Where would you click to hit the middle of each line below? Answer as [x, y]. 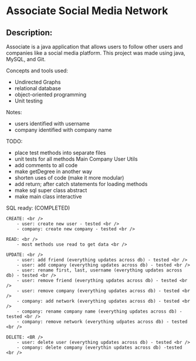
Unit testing [28, 101]
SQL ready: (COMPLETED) [38, 208]
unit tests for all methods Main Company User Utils [76, 159]
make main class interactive [48, 196]
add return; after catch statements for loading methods [81, 184]
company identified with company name [63, 130]
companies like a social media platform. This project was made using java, [96, 53]
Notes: [14, 112]
